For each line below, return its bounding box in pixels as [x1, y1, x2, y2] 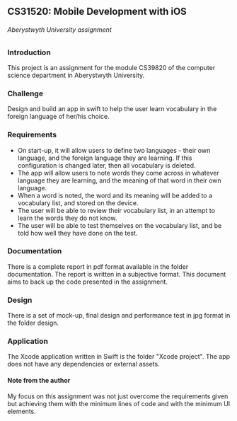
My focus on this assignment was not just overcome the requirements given [7, 392, 229, 400]
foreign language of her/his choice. [7, 113, 110, 121]
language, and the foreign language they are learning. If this [17, 154, 192, 162]
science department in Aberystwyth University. [7, 71, 145, 79]
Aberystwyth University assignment [7, 25, 112, 34]
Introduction [7, 47, 51, 57]
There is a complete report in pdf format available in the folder [7, 262, 189, 271]
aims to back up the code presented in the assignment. [7, 277, 168, 286]
